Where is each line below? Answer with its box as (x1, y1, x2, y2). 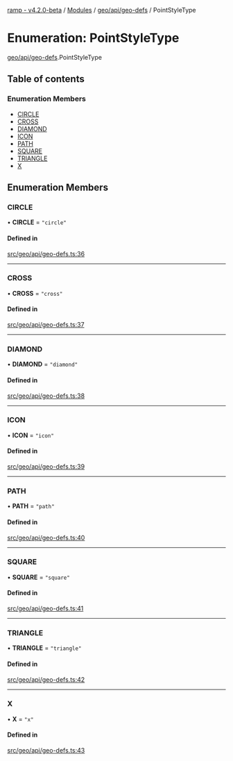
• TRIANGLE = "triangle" (7, 644, 82, 652)
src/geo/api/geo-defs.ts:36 (7, 249, 85, 258)
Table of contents (7, 73, 85, 85)
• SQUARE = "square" (7, 573, 71, 581)
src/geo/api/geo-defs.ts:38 (7, 392, 85, 400)
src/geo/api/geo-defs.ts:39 (7, 462, 85, 471)
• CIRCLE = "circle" (7, 218, 67, 226)
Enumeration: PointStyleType (7, 31, 180, 46)
